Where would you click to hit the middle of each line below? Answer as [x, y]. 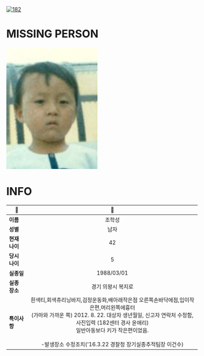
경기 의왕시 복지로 [112, 286]
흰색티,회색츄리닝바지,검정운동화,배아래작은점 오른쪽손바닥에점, [105, 300]
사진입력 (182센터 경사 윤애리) [112, 323]
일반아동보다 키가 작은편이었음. [112, 330]
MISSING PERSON [53, 34]
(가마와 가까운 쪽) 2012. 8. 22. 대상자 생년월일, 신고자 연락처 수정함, [112, 315]
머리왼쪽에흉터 [118, 307]
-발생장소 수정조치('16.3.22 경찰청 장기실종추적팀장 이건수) [112, 344]
